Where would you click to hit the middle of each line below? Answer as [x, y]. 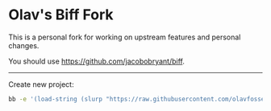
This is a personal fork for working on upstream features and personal [125, 37]
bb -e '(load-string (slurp [56, 99]
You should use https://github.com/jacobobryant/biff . [97, 61]
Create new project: [41, 84]
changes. [24, 45]
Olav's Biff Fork [61, 15]
